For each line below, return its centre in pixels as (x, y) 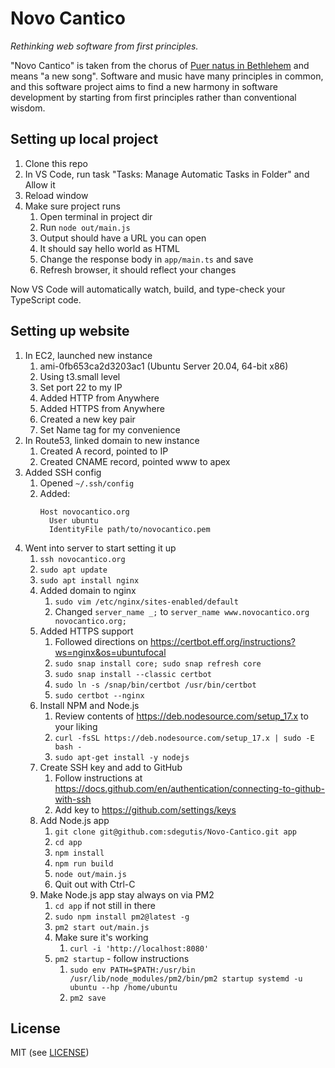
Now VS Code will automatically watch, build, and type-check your (148, 289)
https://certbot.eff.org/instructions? (223, 641)
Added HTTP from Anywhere (99, 398)
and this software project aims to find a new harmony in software (144, 86)
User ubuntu (73, 520)
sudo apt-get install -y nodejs (122, 757)
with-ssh (73, 799)
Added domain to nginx (88, 590)
